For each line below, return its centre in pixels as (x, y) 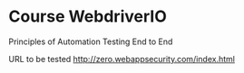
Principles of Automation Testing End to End (91, 41)
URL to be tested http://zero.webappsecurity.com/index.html (122, 59)
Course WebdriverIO (88, 17)
